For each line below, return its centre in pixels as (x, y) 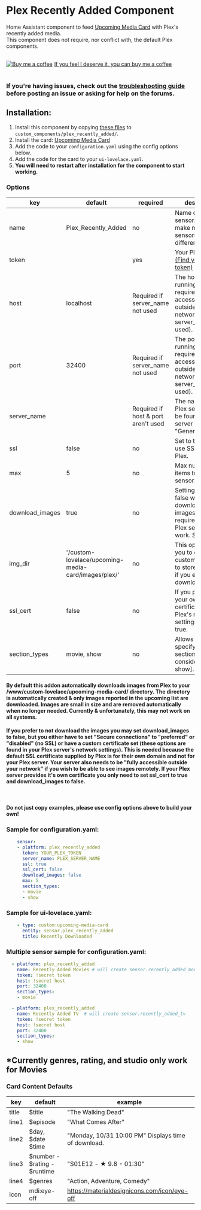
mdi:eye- (42, 1190)
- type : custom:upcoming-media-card (63, 925)
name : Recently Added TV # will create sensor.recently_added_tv (101, 1014)
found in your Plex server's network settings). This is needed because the (100, 750)
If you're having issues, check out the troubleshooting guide (96, 86)
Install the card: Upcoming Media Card (63, 140)
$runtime (42, 1171)
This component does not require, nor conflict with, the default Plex (89, 39)
